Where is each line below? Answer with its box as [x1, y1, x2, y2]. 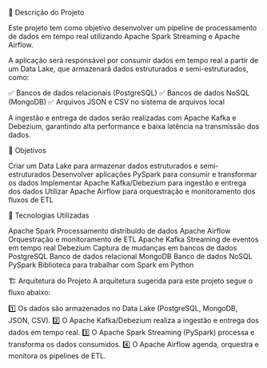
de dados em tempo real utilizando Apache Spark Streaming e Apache [8, 32, 241, 41]
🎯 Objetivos [8, 146, 46, 155]
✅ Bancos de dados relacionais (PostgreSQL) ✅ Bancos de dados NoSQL [8, 88, 250, 98]
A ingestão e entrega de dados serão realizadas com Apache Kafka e [8, 113, 237, 122]
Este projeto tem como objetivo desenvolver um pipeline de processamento [8, 23, 257, 32]
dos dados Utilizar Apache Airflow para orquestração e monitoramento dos [8, 186, 256, 196]
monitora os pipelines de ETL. [8, 351, 106, 360]
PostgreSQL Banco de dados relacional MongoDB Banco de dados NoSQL [8, 252, 253, 261]
